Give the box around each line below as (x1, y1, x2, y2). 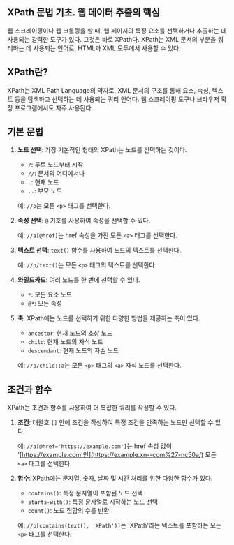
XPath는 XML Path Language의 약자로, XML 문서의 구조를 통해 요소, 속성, (7, 86, 211, 94)
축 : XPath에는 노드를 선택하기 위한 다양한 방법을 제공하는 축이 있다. (17, 314, 200, 322)
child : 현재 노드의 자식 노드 (27, 338, 103, 346)
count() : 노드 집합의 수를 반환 (27, 507, 110, 515)
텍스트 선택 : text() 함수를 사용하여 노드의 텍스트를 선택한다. (17, 246, 182, 255)
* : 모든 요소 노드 (27, 290, 72, 299)
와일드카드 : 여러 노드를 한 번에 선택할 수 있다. (17, 276, 141, 284)
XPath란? (7, 66, 48, 78)
